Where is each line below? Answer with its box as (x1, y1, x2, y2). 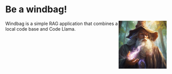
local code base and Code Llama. (5, 26, 76, 32)
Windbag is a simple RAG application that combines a (5, 20, 118, 27)
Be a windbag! (5, 4, 68, 15)
